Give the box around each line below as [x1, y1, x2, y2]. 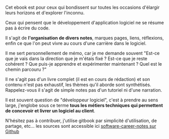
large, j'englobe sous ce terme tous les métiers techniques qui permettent [5, 102, 163, 108]
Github [5, 128, 19, 134]
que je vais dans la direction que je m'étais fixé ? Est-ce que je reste [5, 55, 148, 62]
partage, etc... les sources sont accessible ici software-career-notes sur [5, 123, 156, 129]
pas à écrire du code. [5, 25, 50, 31]
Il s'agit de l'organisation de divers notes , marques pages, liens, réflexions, [5, 35, 164, 41]
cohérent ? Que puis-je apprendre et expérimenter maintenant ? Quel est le [5, 61, 162, 67]
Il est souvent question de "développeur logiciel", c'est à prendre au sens [5, 97, 158, 103]
